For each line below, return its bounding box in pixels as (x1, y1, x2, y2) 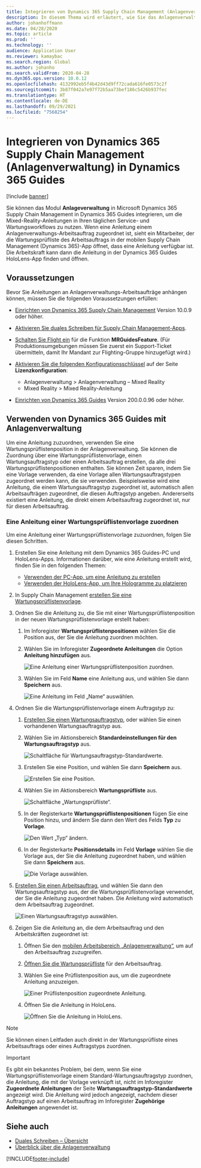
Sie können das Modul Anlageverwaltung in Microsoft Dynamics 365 (6, 204, 178, 211)
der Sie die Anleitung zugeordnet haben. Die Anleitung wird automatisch (14, 895, 193, 902)
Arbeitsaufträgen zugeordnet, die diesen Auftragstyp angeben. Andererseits (6, 489, 194, 497)
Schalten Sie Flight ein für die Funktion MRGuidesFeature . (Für (14, 336, 170, 343)
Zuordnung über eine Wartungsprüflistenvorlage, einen (6, 452, 142, 459)
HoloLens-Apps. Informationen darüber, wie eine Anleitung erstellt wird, (14, 555, 192, 563)
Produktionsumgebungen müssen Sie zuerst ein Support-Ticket (14, 343, 172, 350)
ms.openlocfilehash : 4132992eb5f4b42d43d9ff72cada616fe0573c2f (6, 81, 167, 87)
